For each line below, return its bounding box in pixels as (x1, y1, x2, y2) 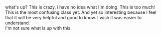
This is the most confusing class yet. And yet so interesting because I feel (5, 9, 157, 15)
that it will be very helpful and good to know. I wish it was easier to (5, 15, 142, 20)
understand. (5, 20, 30, 26)
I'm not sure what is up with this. (5, 25, 72, 31)
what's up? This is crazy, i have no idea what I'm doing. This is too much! (5, 4, 156, 10)
